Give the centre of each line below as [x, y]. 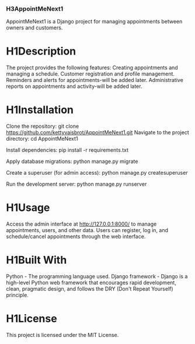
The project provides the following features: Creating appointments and [92, 68]
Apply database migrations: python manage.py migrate [72, 161]
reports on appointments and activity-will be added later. [74, 86]
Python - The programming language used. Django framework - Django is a [97, 277]
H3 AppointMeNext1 [34, 9]
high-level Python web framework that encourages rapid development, [91, 282]
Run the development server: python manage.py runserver [76, 184]
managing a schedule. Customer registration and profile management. [90, 74]
